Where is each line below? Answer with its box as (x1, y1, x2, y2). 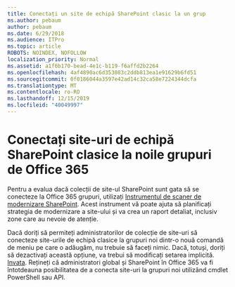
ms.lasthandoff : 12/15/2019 (7, 95, 90, 102)
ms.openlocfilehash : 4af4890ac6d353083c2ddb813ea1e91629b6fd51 (7, 69, 197, 76)
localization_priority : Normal (7, 56, 99, 63)
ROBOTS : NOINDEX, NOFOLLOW (7, 50, 87, 57)
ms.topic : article (7, 43, 61, 50)
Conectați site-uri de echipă (7, 132, 174, 148)
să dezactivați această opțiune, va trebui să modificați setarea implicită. (7, 251, 215, 259)
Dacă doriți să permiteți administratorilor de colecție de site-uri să (7, 228, 198, 236)
